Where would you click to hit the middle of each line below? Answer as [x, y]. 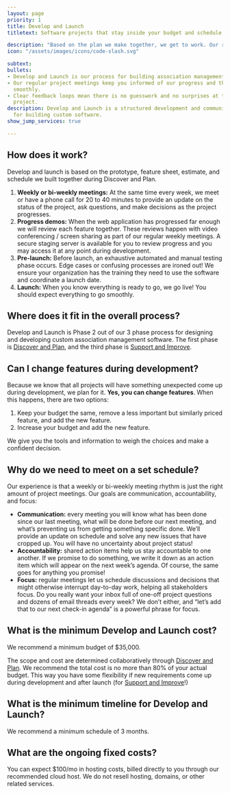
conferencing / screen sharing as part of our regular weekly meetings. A [119, 236]
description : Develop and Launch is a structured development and [104, 108]
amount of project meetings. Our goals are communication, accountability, [112, 494]
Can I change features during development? [103, 368]
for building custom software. [58, 115]
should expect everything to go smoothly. [76, 294]
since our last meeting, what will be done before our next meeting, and [117, 521]
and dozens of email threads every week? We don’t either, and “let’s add [119, 602]
